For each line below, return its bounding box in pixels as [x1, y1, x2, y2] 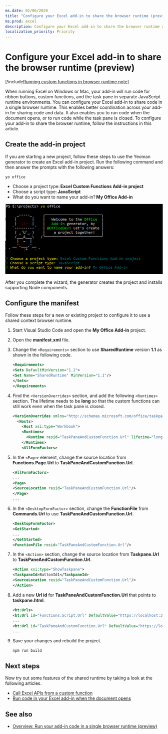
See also [5, 710, 32, 718]
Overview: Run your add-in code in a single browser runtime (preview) [12, 723, 157, 729]
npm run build [12, 648, 42, 653]
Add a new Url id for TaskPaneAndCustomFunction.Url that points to [12, 592, 156, 598]
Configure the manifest [5, 299, 79, 307]
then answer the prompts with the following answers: [5, 164, 114, 170]
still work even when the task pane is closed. [12, 403, 105, 409]
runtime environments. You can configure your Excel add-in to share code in [5, 99, 162, 105]
